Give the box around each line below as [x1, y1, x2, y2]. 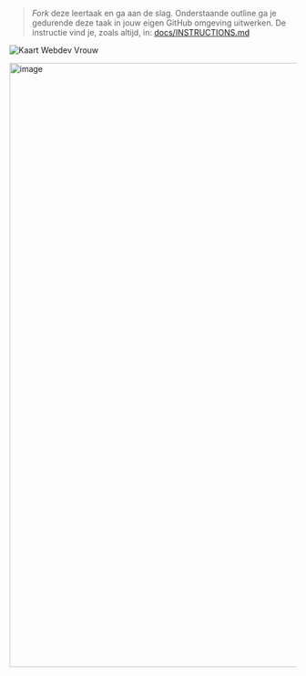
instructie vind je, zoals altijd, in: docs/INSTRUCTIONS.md [31, 27, 250, 37]
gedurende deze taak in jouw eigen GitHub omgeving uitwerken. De [31, 17, 287, 28]
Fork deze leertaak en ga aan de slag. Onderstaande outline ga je [31, 8, 277, 18]
